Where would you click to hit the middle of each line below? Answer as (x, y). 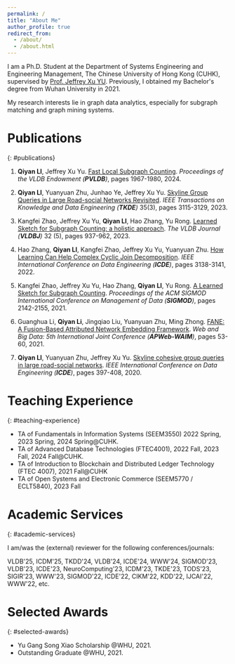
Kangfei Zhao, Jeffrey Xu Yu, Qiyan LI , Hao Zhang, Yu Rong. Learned (117, 221)
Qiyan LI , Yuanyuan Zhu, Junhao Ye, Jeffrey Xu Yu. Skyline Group (113, 192)
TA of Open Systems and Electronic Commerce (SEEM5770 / (105, 479)
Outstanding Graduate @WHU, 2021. (70, 652)
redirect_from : (29, 33)
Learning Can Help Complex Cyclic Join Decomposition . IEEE (106, 256)
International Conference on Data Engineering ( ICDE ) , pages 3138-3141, (122, 264)
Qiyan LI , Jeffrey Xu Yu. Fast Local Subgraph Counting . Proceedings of (120, 171)
